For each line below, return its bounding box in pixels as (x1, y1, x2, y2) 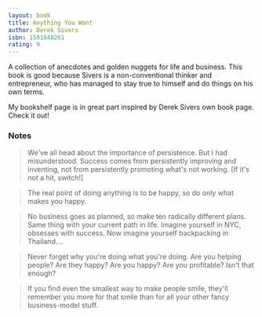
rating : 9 (8, 41, 41, 49)
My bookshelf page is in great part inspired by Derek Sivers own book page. (8, 103, 255, 112)
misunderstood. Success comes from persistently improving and (27, 156, 237, 166)
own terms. (8, 87, 45, 97)
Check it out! (8, 111, 49, 120)
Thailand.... (27, 237, 64, 246)
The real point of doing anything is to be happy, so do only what (27, 188, 234, 198)
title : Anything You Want (8, 19, 93, 27)
